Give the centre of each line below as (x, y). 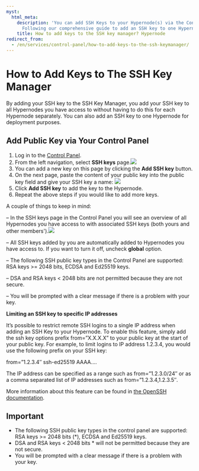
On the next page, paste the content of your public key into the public (99, 175)
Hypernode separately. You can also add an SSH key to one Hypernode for (97, 116)
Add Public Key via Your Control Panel (78, 141)
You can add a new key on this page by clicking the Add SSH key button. (104, 168)
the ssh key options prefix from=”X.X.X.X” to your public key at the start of (97, 338)
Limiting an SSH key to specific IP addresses (62, 314)
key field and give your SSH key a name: (64, 182)
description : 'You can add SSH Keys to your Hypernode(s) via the (100, 23)
